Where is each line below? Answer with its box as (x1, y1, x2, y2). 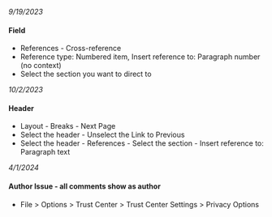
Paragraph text (19, 147, 71, 157)
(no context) (19, 61, 63, 70)
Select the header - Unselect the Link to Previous (19, 130, 185, 140)
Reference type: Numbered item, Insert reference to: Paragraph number (19, 52, 261, 62)
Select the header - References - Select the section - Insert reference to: (19, 138, 264, 148)
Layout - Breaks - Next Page (19, 121, 116, 131)
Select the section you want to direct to (19, 69, 152, 79)
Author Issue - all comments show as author (8, 181, 161, 191)
